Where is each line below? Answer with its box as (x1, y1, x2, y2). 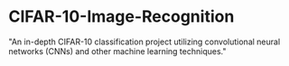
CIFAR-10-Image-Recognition (8, 6, 235, 27)
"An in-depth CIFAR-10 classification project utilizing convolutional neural (8, 36, 281, 47)
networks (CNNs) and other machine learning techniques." (8, 45, 227, 56)
